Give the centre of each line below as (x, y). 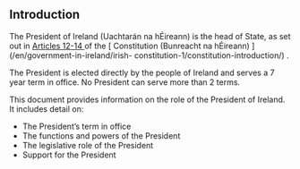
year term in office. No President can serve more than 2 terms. (124, 82)
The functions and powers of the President (101, 135)
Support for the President (69, 155)
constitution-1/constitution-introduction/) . (211, 55)
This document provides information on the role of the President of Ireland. (147, 99)
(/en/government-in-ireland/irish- (71, 55)
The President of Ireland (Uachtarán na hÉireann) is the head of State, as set (150, 36)
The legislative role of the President (88, 145)
